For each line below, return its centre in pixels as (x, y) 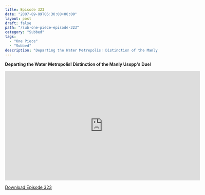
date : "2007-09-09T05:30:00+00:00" (41, 14)
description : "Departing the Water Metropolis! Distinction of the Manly (82, 50)
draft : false (18, 23)
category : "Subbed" (25, 32)
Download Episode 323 (28, 187)
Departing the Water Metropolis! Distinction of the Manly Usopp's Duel (78, 64)
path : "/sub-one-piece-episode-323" (42, 28)
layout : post (18, 18)
